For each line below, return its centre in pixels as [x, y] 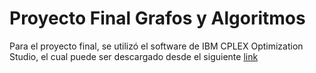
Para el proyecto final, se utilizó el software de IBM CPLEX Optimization [156, 46]
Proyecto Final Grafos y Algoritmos [157, 18]
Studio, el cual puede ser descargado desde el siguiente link [134, 56]
